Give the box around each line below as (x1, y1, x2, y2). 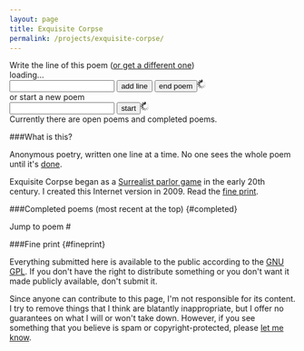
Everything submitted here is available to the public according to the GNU (9, 256, 284, 267)
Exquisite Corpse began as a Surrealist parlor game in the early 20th (9, 176, 266, 187)
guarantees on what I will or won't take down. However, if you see (9, 313, 256, 324)
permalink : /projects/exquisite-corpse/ (9, 34, 165, 43)
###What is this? (9, 132, 73, 143)
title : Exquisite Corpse (9, 24, 103, 34)
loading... (9, 69, 44, 81)
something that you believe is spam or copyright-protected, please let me (9, 323, 284, 334)
